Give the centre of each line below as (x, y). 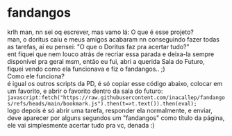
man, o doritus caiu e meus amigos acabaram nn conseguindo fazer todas (114, 39)
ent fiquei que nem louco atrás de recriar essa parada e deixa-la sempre (111, 54)
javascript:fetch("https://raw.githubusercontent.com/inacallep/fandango (116, 97)
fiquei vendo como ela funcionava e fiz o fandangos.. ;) (86, 69)
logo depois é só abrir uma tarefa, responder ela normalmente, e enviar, (110, 110)
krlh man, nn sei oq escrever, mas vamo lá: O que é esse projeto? (101, 32)
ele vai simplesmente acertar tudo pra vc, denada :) (81, 125)
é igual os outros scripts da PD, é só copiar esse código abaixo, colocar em (115, 83)
